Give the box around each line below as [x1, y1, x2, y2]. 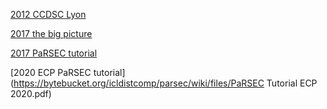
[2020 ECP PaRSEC [10, 67, 92, 78]
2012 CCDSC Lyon [10, 9, 87, 20]
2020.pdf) [10, 88, 52, 99]
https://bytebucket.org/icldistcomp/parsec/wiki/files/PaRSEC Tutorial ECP [13, 77, 318, 89]
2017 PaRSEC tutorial [10, 47, 98, 59]
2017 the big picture [10, 28, 93, 39]
